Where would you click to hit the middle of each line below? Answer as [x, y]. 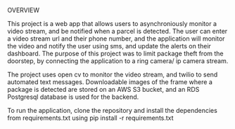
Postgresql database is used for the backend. [73, 97]
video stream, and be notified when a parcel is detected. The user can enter [118, 31]
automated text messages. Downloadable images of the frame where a [110, 82]
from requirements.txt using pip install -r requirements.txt [90, 118]
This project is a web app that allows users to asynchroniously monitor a [112, 23]
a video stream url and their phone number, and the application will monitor [116, 39]
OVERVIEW [24, 10]
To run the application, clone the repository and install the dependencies [113, 110]
